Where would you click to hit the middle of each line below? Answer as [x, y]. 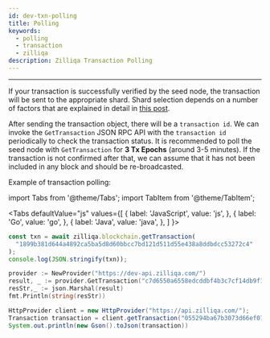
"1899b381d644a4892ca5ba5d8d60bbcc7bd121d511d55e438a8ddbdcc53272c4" [134, 244]
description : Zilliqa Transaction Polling [80, 61]
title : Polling [34, 23]
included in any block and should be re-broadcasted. [96, 167]
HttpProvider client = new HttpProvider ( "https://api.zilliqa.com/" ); [129, 311]
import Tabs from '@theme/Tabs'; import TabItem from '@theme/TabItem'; [132, 197]
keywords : [25, 31]
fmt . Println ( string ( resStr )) [57, 296]
